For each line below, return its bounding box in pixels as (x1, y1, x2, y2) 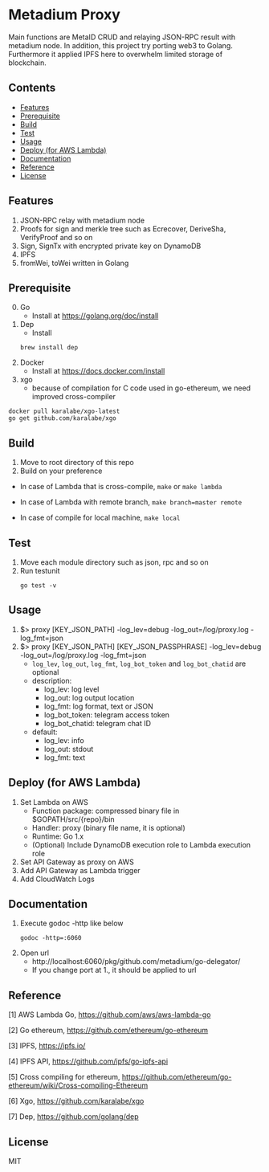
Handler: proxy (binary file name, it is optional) (31, 823, 186, 832)
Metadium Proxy (8, 6, 120, 24)
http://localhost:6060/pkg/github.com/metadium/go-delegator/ (31, 957, 241, 966)
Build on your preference (19, 466, 103, 476)
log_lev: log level (43, 684, 100, 694)
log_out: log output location (43, 692, 135, 702)
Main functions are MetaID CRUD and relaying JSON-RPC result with (8, 32, 236, 42)
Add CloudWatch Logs (19, 874, 95, 884)
